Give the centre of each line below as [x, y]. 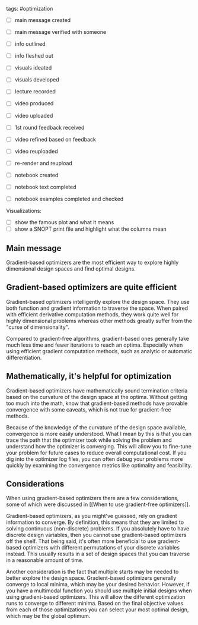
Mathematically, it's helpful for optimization [89, 376]
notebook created [36, 175]
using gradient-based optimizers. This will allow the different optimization [96, 597]
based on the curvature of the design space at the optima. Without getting [97, 397]
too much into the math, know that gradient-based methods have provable [97, 403]
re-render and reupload [43, 163]
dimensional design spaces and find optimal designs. [71, 268]
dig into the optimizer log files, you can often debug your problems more [95, 459]
